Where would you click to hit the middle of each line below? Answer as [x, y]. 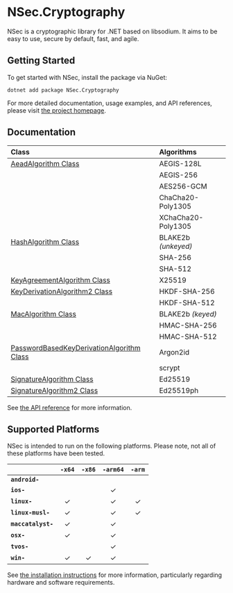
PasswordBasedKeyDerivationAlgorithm [76, 348]
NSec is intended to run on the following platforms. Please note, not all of [112, 446]
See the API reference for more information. [70, 407]
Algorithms [178, 152]
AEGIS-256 [179, 174]
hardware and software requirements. [61, 583]
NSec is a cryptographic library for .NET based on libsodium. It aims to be [112, 31]
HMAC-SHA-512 [188, 336]
